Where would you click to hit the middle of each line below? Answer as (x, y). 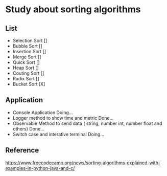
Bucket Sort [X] (29, 84)
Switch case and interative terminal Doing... (58, 134)
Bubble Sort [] (27, 46)
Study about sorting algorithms (73, 9)
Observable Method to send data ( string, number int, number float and (87, 123)
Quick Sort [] (26, 62)
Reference (22, 150)
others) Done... (28, 128)
